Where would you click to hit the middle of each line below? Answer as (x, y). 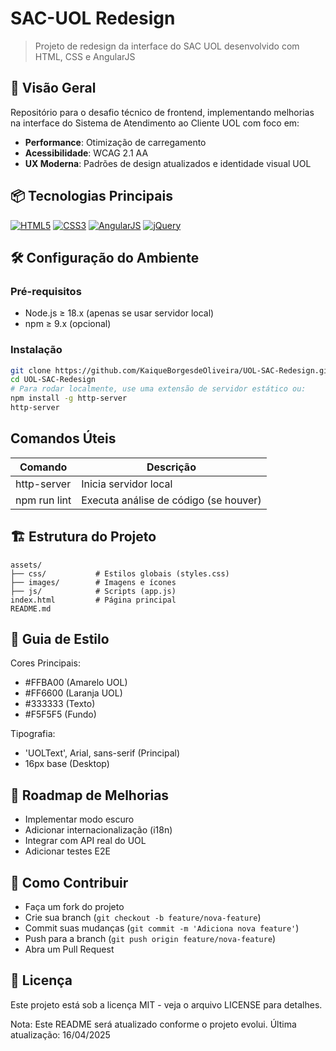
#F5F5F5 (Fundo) (60, 714)
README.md (31, 608)
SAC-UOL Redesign (93, 18)
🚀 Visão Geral (53, 88)
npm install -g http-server (69, 398)
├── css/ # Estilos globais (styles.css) (120, 573)
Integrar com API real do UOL (85, 841)
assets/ (26, 565)
